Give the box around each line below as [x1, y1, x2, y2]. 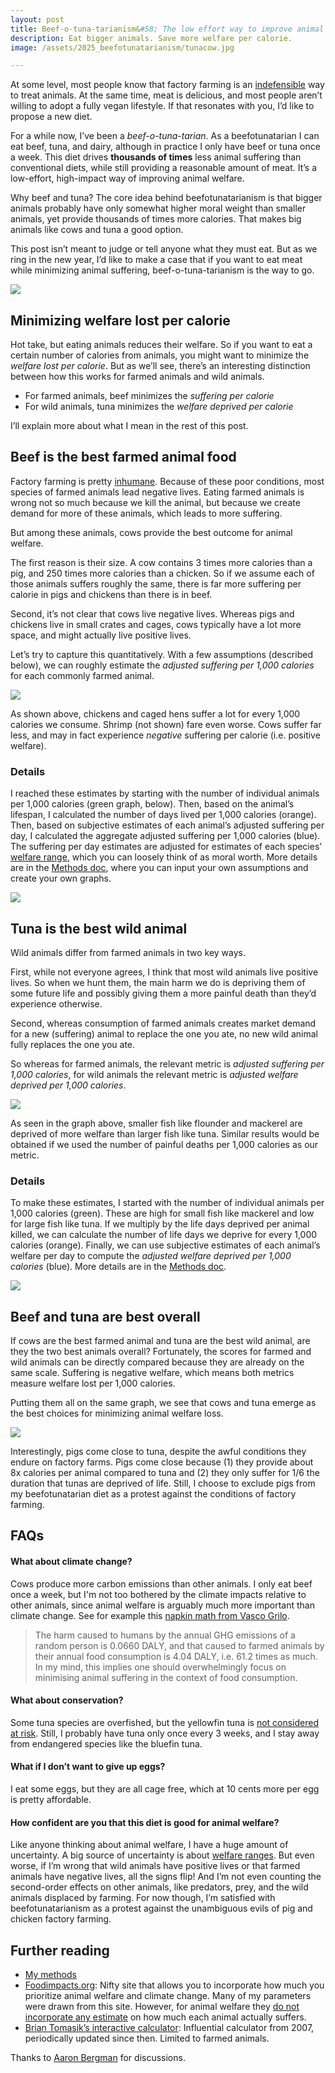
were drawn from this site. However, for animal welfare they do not [24, 2001, 300, 2013]
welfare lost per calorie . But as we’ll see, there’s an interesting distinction [10, 360, 311, 372]
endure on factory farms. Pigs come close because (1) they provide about [10, 1456, 314, 1468]
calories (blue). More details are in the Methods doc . [10, 1261, 227, 1273]
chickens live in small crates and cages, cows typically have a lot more [10, 618, 302, 630]
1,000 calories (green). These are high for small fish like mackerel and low [10, 1207, 315, 1220]
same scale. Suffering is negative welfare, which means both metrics [10, 1367, 295, 1379]
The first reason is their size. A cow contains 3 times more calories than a [10, 556, 313, 568]
